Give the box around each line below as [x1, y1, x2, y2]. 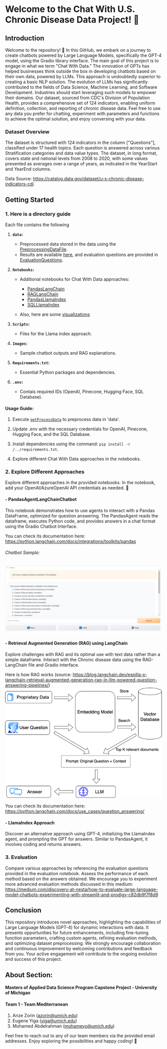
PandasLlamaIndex [27, 296, 66, 302]
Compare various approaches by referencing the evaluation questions [5, 865, 149, 871]
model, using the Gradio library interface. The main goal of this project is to [5, 58, 159, 63]
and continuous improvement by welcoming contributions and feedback [5, 945, 153, 952]
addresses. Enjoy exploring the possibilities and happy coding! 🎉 [5, 1038, 138, 1044]
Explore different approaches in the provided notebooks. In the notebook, [5, 480, 156, 486]
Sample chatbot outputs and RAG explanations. [19, 350, 117, 356]
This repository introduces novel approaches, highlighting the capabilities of [5, 919, 162, 925]
